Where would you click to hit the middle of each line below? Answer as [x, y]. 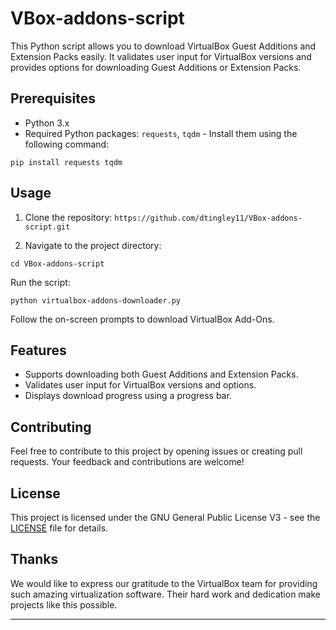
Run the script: [40, 282]
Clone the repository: [68, 217]
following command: [67, 144]
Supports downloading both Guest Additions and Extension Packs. [161, 374]
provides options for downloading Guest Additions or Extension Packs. [156, 67]
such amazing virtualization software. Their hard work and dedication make [166, 594]
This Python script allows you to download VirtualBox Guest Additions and [163, 46]
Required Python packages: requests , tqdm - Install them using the [161, 133]
